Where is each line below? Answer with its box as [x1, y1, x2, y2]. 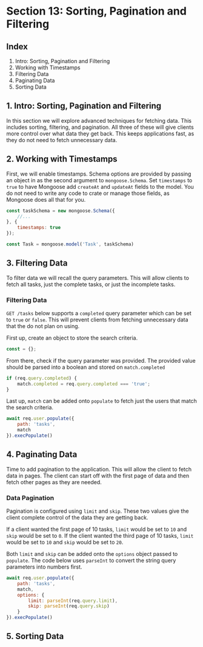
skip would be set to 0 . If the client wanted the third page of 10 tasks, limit [6, 532, 194, 539]
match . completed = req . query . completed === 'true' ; [17, 381, 150, 387]
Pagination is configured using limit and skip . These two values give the [6, 507, 189, 515]
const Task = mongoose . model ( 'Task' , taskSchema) [6, 241, 135, 247]
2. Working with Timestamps [6, 154, 118, 165]
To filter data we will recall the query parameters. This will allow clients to [6, 274, 190, 281]
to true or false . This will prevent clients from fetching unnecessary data [6, 316, 189, 323]
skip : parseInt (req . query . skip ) [28, 603, 110, 609]
